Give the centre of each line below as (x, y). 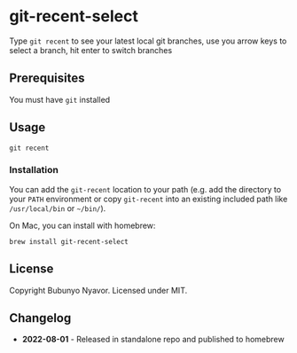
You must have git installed (60, 99)
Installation (34, 170)
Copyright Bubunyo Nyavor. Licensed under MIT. (98, 290)
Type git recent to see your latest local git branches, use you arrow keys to (148, 41)
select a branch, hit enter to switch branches (91, 50)
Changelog (40, 318)
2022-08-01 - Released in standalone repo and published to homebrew (153, 340)
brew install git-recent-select (69, 241)
